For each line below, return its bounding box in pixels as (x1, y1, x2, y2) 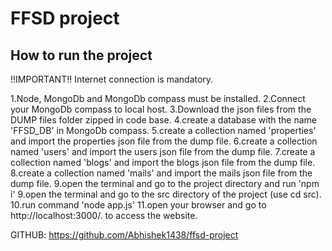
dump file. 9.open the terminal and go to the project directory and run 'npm (10, 178, 320, 189)
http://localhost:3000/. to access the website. (10, 210, 198, 221)
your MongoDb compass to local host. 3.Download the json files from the (10, 103, 312, 115)
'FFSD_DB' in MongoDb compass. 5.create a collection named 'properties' (10, 125, 317, 136)
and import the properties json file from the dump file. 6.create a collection (10, 135, 318, 147)
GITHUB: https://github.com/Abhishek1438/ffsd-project (10, 229, 239, 241)
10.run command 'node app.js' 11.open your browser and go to (10, 199, 267, 211)
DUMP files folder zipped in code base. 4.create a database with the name (10, 114, 317, 126)
